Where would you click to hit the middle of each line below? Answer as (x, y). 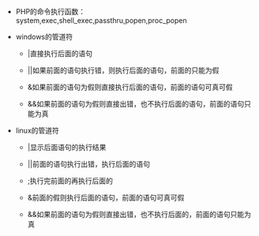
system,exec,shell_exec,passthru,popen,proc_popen (101, 21)
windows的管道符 (44, 37)
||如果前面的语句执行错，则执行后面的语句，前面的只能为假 (123, 70)
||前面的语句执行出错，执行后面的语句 (88, 164)
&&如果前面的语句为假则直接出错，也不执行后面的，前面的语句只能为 (139, 214)
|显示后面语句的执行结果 (67, 147)
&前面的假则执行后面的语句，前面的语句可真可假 (106, 197)
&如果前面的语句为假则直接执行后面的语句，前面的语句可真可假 (130, 87)
